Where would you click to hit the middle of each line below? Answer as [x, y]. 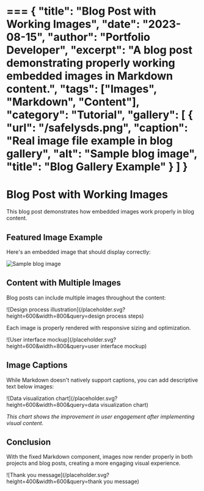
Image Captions [37, 365]
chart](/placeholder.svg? [87, 398]
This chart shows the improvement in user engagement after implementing [100, 417]
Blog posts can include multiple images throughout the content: [86, 298]
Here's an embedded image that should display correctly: [78, 252]
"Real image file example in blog [89, 141]
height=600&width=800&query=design [56, 316]
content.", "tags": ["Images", [82, 89]
